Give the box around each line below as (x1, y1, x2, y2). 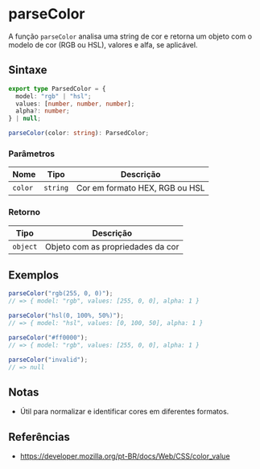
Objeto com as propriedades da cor (45, 241, 180, 252)
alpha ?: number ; (15, 107, 70, 115)
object (12, 242, 38, 251)
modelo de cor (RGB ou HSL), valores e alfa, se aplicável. (8, 39, 198, 49)
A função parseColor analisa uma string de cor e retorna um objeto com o (8, 31, 252, 41)
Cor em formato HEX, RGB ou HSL (76, 183, 205, 194)
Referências (8, 430, 71, 443)
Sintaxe (8, 64, 47, 77)
